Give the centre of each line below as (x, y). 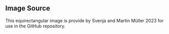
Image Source (28, 8)
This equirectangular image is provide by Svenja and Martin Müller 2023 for (84, 20)
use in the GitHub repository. (35, 26)
